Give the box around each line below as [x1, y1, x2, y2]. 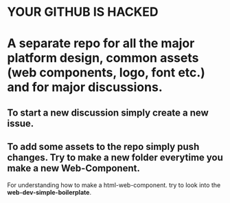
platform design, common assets [7, 50, 199, 66]
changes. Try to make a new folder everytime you [7, 152, 223, 164]
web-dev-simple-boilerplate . [7, 188, 91, 196]
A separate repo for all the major [7, 36, 195, 52]
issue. [7, 118, 34, 129]
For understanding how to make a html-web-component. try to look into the [7, 180, 221, 189]
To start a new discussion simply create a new [7, 107, 209, 118]
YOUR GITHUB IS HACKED [7, 4, 159, 20]
